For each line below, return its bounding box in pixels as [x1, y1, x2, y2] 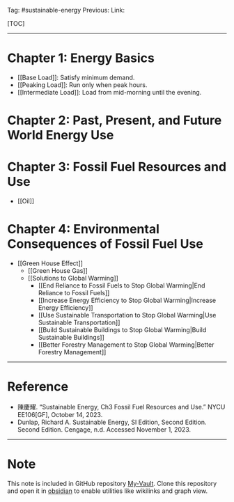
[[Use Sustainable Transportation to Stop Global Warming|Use [38, 311, 217, 319]
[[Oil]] [17, 197, 35, 205]
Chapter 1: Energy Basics [7, 50, 155, 66]
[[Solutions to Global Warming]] [27, 274, 118, 282]
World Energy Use [7, 127, 114, 143]
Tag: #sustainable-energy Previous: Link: [7, 6, 125, 14]
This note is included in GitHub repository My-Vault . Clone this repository [7, 479, 217, 487]
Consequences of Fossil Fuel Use [7, 236, 203, 252]
